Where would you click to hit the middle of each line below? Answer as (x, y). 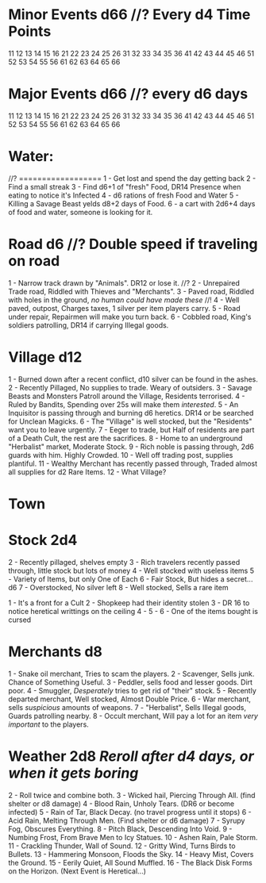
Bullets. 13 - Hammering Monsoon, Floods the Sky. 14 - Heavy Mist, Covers (131, 854)
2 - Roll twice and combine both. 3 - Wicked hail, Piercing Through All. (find (132, 795)
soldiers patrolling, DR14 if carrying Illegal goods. (89, 325)
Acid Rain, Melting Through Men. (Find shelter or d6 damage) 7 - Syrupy (127, 820)
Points (30, 31)
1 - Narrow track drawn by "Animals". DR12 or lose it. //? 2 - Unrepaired (124, 282)
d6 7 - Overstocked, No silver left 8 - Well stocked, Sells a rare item (118, 587)
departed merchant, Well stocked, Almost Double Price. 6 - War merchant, (130, 699)
